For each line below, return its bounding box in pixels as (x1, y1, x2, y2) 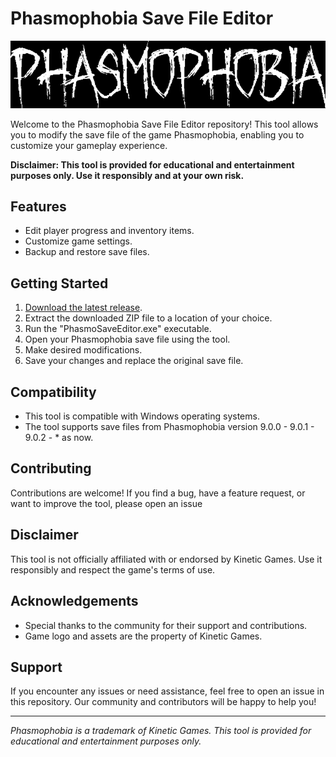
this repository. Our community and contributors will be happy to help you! (10, 696, 317, 708)
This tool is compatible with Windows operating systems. (24, 410, 260, 422)
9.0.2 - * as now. (24, 432, 94, 444)
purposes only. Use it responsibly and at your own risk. (10, 169, 245, 181)
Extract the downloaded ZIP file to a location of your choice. (24, 312, 273, 324)
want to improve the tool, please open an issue (10, 497, 203, 509)
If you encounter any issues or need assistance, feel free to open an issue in (10, 685, 325, 697)
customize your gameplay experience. (10, 139, 168, 151)
